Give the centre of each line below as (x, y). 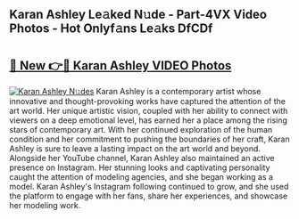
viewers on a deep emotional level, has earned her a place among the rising (149, 120)
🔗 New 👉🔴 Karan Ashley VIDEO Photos (120, 65)
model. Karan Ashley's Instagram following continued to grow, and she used (149, 187)
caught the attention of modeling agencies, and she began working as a (141, 177)
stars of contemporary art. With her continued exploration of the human (141, 130)
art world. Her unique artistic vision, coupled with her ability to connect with (149, 111)
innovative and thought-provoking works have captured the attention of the (148, 101)
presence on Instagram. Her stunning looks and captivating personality (140, 167)
